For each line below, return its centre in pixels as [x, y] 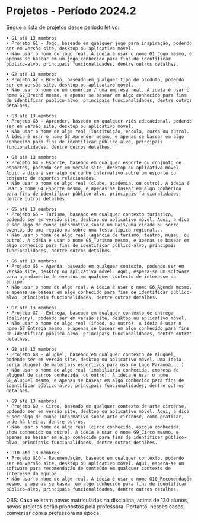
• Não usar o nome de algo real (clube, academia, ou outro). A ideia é [98, 183]
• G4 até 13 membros [32, 157]
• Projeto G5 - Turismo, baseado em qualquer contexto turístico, [90, 214]
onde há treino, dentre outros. [46, 422]
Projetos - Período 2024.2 [71, 11]
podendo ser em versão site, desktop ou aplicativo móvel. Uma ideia [94, 360]
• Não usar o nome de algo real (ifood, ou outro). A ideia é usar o [94, 323]
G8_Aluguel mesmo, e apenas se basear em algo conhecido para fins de [95, 380]
